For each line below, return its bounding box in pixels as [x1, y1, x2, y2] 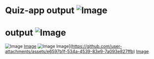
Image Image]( [24, 43, 73, 49]
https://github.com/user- [72, 43, 122, 49]
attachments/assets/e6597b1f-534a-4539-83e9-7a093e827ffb [5, 49, 134, 55]
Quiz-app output [5, 5, 75, 16]
